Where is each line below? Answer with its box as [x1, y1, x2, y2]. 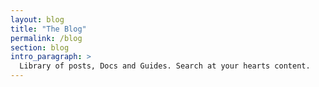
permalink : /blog [10, 33, 83, 43]
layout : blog [10, 14, 65, 25]
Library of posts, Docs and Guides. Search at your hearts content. [19, 61, 311, 71]
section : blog [10, 42, 70, 53]
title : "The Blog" [10, 24, 87, 34]
